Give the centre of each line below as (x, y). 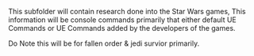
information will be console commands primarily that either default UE (122, 20)
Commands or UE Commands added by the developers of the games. (122, 28)
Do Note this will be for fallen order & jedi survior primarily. (104, 43)
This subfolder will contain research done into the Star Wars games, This (127, 11)
